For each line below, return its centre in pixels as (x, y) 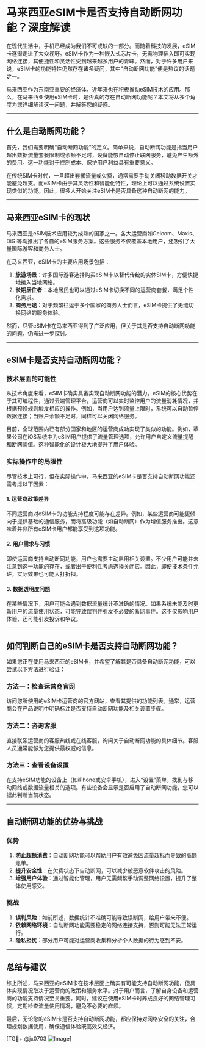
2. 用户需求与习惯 (28, 544)
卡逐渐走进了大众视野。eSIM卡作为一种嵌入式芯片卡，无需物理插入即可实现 (101, 53)
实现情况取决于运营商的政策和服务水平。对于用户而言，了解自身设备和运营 (105, 990)
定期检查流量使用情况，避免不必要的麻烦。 (70, 1006)
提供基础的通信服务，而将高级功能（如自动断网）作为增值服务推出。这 (105, 521)
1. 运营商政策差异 (28, 499)
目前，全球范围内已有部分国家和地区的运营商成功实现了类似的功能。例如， (100, 429)
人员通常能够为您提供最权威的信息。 (52, 748)
